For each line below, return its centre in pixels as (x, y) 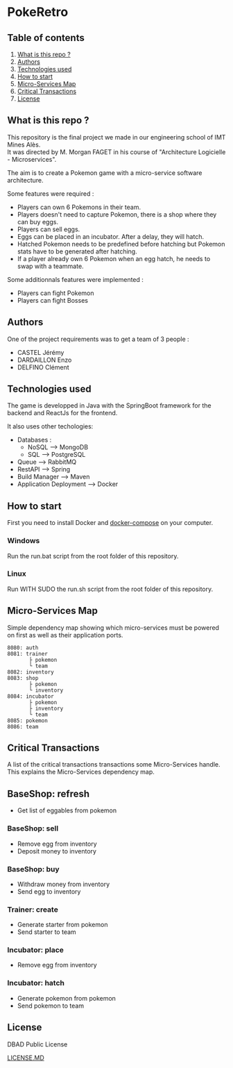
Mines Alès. (24, 144)
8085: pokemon (28, 720)
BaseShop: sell (33, 828)
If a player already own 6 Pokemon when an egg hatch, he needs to (114, 258)
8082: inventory (31, 672)
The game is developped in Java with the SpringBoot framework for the (109, 406)
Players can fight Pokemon (56, 293)
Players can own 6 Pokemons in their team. (79, 207)
